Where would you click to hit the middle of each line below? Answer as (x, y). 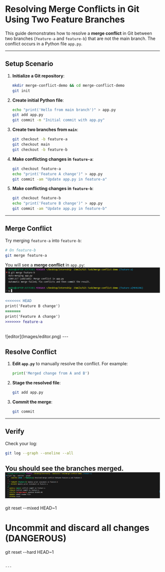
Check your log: (21, 443)
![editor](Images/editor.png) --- (37, 336)
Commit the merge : (32, 402)
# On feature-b (21, 250)
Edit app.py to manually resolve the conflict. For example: (70, 364)
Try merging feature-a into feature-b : (43, 240)
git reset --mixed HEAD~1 (31, 508)
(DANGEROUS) (36, 538)
